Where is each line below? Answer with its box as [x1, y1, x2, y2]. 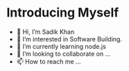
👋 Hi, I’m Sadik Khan [16, 28, 75, 36]
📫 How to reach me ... [16, 57, 81, 65]
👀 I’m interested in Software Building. [16, 34, 123, 43]
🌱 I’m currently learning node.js [16, 42, 107, 50]
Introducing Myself [6, 5, 119, 21]
